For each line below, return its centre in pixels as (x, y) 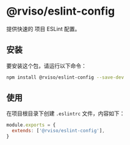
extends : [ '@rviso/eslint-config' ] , (58, 131)
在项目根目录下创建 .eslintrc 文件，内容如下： (66, 113)
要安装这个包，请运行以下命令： (46, 66)
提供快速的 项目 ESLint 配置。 (43, 29)
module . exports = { (31, 125)
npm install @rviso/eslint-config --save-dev (65, 77)
